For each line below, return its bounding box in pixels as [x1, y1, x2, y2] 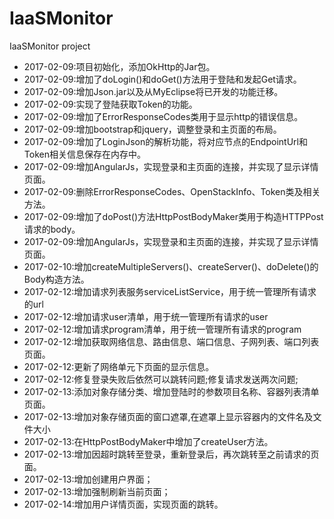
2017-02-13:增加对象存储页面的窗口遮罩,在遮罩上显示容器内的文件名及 [23, 410, 314, 422]
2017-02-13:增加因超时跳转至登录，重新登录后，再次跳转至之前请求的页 [23, 448, 320, 460]
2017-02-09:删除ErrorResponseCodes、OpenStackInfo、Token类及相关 [23, 185, 321, 197]
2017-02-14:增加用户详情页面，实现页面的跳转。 [23, 498, 224, 510]
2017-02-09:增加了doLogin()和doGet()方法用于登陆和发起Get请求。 [23, 73, 302, 85]
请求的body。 [23, 223, 81, 235]
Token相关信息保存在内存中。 [23, 148, 146, 160]
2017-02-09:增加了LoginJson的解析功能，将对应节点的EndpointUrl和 [23, 135, 308, 147]
